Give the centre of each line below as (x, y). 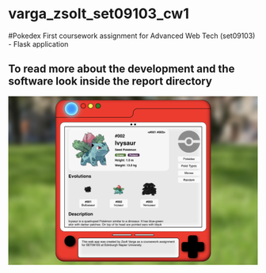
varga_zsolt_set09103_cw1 (99, 14)
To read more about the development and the (122, 69)
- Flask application (38, 44)
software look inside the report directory (110, 81)
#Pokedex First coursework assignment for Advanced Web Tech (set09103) (132, 36)
